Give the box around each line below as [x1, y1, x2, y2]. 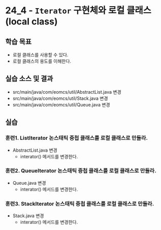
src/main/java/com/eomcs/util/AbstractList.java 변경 [12, 89, 121, 95]
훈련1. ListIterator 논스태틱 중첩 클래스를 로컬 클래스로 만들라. [5, 134, 148, 141]
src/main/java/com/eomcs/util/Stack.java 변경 [12, 95, 108, 101]
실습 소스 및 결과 [5, 74, 53, 83]
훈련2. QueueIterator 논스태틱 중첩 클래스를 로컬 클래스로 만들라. [5, 167, 156, 175]
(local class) [5, 16, 58, 27]
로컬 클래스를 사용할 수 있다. [12, 52, 69, 57]
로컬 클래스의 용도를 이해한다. [12, 58, 72, 64]
